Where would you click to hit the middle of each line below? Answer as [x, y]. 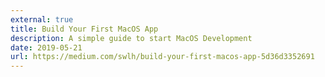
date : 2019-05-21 [46, 47]
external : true [42, 19]
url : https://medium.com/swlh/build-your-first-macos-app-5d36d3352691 [162, 57]
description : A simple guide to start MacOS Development [131, 38]
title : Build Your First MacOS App [84, 29]
